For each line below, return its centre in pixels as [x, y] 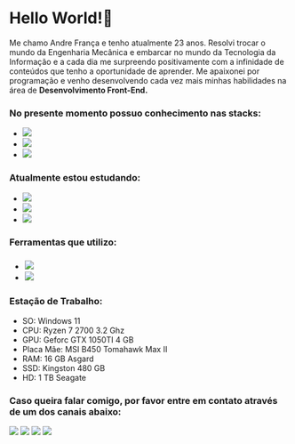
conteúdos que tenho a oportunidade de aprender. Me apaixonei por [135, 71]
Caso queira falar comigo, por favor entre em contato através [144, 400]
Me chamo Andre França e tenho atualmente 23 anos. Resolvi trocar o [138, 43]
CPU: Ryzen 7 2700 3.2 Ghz [73, 330]
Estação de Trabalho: [56, 302]
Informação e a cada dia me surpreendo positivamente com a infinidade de [147, 61]
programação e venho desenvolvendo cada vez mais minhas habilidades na [148, 80]
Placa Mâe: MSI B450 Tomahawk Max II [95, 349]
